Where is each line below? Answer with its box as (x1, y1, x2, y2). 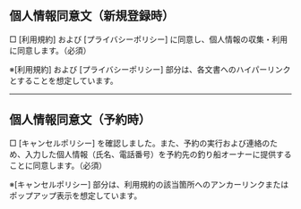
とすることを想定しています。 (9, 75, 118, 86)
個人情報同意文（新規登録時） (9, 8, 175, 24)
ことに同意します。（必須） (9, 160, 107, 171)
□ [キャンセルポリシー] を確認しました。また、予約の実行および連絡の (9, 138, 271, 148)
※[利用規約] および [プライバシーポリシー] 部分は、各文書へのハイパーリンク (9, 63, 291, 74)
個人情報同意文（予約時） (9, 113, 150, 128)
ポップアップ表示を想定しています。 (9, 190, 142, 201)
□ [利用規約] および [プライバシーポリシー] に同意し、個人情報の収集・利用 (9, 34, 288, 45)
